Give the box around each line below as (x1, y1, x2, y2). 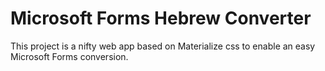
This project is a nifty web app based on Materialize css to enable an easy (10, 40, 316, 52)
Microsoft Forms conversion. (10, 50, 129, 62)
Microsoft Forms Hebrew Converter (10, 7, 312, 30)
